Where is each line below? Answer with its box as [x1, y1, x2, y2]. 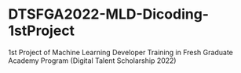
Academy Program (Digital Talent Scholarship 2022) [8, 56, 177, 65]
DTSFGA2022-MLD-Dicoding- [8, 5, 210, 23]
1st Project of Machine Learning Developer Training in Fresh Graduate [8, 47, 233, 57]
